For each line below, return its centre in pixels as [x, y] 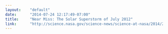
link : [11, 24]
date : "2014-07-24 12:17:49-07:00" [48, 14]
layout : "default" [28, 10]
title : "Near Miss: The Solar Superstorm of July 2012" [69, 19]
